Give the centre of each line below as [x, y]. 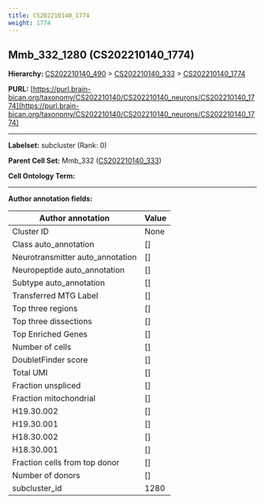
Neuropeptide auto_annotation [68, 270]
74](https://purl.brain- [44, 106]
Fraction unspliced [47, 386]
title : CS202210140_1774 [49, 15]
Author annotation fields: [50, 199]
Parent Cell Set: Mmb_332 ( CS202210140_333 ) [85, 161]
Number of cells [42, 347]
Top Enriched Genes [50, 334]
